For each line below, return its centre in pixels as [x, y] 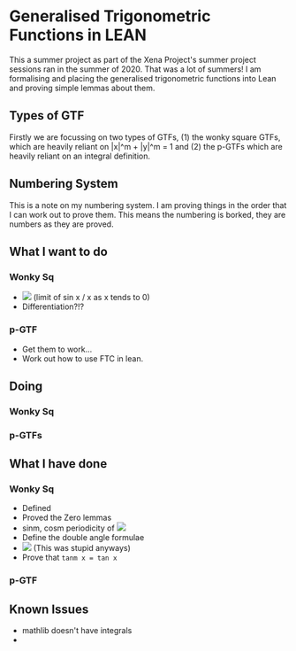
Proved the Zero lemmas [67, 518]
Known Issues [49, 609]
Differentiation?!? [53, 306]
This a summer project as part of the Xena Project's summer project [133, 59]
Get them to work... [57, 349]
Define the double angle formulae [83, 538]
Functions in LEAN [78, 35]
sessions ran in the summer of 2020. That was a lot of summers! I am [135, 69]
